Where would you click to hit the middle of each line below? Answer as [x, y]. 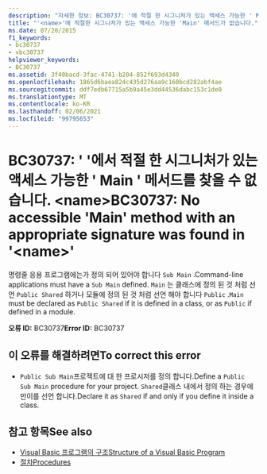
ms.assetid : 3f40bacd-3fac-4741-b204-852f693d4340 [94, 75]
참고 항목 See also [50, 432]
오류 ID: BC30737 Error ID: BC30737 [66, 328]
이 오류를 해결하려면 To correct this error [104, 355]
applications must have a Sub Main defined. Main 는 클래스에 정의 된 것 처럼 [128, 284]
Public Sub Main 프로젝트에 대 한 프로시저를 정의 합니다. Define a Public [132, 376]
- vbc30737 [26, 52]
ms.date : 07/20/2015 [43, 30]
